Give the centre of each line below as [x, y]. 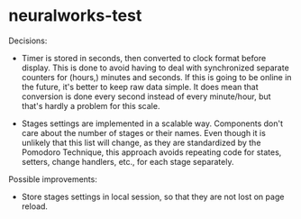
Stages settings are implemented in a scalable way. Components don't [152, 123]
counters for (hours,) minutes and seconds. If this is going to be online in [156, 77]
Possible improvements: [53, 179]
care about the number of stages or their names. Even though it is [144, 132]
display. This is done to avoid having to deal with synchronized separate [155, 68]
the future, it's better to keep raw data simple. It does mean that [140, 87]
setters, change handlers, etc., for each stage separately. [128, 161]
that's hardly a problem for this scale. [91, 105]
